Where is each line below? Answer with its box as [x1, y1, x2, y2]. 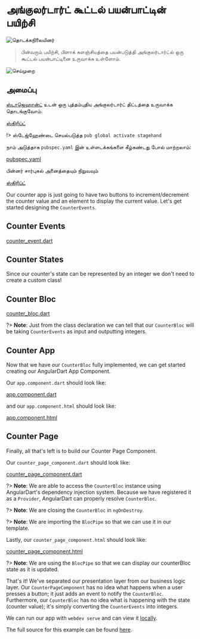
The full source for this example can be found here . [6, 626, 133, 633]
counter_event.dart [6, 237, 53, 244]
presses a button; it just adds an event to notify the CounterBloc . [6, 590, 164, 597]
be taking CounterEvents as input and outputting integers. [6, 328, 147, 335]
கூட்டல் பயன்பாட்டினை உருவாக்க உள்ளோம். [20, 55, 121, 62]
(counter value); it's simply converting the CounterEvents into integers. [6, 602, 179, 610]
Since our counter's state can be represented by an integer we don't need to [6, 270, 195, 278]
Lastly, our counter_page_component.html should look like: [6, 536, 147, 543]
